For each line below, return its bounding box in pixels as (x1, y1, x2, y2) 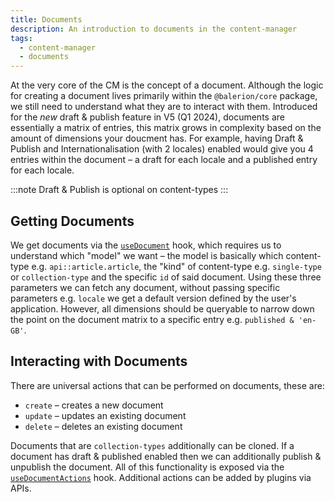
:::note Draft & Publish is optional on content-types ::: (10, 184, 229, 196)
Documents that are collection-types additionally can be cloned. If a (10, 439, 295, 451)
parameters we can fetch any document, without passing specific (10, 281, 281, 293)
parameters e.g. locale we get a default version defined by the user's (10, 292, 297, 304)
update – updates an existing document (24, 409, 187, 421)
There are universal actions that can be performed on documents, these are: (10, 379, 325, 391)
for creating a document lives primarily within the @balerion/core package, (10, 90, 318, 102)
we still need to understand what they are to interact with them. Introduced (10, 101, 318, 113)
